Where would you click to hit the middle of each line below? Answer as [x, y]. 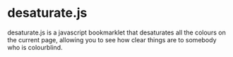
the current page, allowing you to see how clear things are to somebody [112, 39]
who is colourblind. [35, 47]
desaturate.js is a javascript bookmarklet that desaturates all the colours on [116, 32]
